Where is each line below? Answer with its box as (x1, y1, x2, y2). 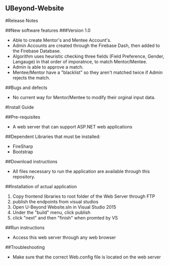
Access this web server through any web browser (12, 234, 116, 240)
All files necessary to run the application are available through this (12, 168, 150, 174)
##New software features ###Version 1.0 (5, 27, 91, 33)
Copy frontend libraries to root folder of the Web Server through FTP (12, 193, 155, 199)
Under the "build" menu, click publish (12, 209, 91, 215)
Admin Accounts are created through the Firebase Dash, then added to (12, 42, 160, 49)
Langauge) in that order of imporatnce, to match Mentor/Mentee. (12, 58, 147, 65)
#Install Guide (5, 104, 34, 110)
